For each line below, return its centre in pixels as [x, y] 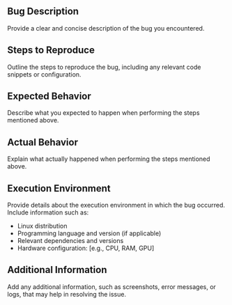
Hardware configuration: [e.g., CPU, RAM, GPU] [86, 248]
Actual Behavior [43, 142]
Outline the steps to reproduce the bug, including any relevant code [104, 67]
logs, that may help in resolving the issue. [67, 294]
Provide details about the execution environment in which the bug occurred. [116, 205]
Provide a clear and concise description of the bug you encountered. [106, 28]
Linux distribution [42, 226]
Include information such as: [48, 212]
